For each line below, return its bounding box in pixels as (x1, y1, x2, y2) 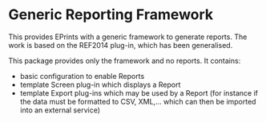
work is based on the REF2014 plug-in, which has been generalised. (8, 40, 233, 49)
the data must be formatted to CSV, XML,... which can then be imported (19, 96, 256, 106)
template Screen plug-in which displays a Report (19, 80, 181, 89)
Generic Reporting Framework (8, 6, 214, 24)
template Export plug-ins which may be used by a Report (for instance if (19, 88, 259, 97)
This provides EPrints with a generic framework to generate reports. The (8, 32, 248, 41)
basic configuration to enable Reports (19, 71, 145, 81)
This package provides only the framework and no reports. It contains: (8, 56, 241, 65)
